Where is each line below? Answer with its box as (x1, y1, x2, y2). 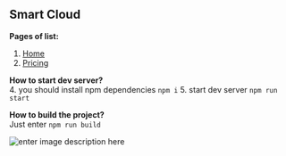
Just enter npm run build (9, 119, 101, 129)
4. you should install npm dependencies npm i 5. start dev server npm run (9, 84, 278, 94)
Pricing (21, 57, 49, 68)
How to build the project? (9, 109, 105, 119)
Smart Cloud (9, 7, 81, 22)
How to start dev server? (9, 75, 104, 86)
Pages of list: (9, 30, 60, 41)
